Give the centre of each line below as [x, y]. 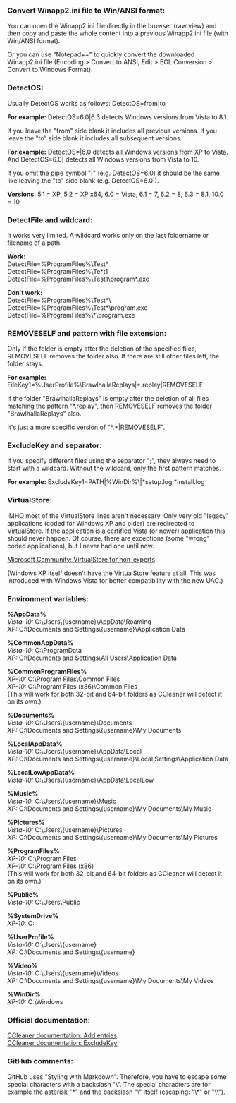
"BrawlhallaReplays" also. [44, 414]
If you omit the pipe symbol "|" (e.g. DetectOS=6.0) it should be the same [114, 173]
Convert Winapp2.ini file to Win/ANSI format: [86, 11]
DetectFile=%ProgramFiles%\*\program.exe [71, 315]
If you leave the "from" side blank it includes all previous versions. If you [112, 131]
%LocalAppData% [35, 744]
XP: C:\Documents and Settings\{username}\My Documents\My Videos [111, 981]
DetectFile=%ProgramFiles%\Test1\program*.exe [79, 279]
